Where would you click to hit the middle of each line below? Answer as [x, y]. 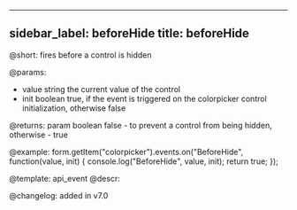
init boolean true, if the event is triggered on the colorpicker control [144, 98]
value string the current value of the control [101, 89]
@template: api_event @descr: [65, 178]
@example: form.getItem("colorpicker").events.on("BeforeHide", [126, 152]
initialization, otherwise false [74, 108]
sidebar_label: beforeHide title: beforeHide [129, 33]
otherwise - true [38, 135]
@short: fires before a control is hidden [80, 55]
